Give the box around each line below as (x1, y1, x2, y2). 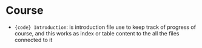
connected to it (14, 36, 53, 43)
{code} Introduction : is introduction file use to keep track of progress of (14, 23, 197, 31)
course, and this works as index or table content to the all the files (14, 29, 180, 37)
